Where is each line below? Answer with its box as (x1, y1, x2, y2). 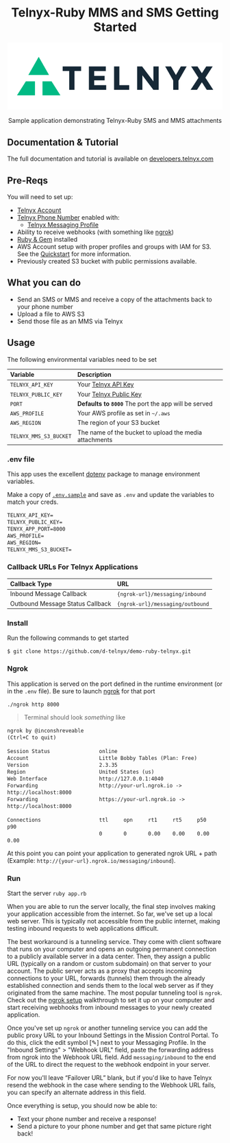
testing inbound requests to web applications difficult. (7, 925, 159, 933)
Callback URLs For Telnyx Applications (7, 562, 138, 572)
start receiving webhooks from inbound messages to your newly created (7, 1004, 212, 1012)
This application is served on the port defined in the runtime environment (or (7, 680, 222, 688)
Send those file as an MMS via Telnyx (16, 317, 123, 325)
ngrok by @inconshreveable (7, 727, 84, 734)
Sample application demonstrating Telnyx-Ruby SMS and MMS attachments (8, 117, 222, 125)
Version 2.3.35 (7, 761, 118, 768)
